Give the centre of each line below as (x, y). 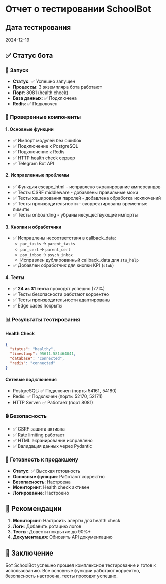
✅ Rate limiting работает (39, 435)
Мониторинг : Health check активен (51, 487)
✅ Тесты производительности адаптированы (61, 300)
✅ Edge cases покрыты (38, 306)
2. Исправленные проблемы (37, 175)
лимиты (21, 209)
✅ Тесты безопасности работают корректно (61, 294)
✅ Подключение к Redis (39, 152)
